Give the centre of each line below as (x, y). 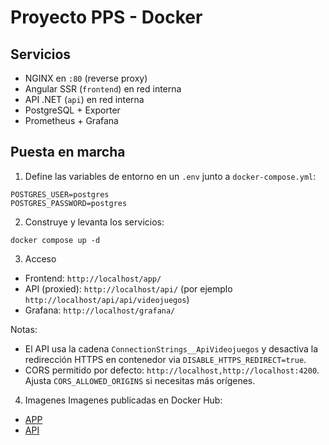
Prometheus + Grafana (71, 120)
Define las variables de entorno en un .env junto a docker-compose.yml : (170, 176)
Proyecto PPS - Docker (106, 17)
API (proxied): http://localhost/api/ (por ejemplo (128, 288)
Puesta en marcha (68, 152)
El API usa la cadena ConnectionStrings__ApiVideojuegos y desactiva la (171, 348)
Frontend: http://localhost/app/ (93, 278)
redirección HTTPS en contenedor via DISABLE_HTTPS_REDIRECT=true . (165, 359)
